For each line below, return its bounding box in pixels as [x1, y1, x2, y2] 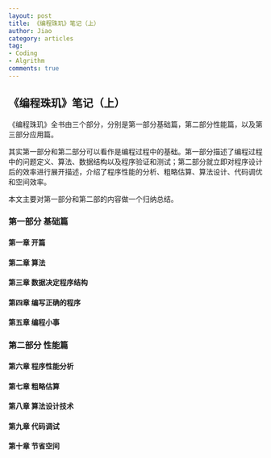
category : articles [8, 34, 74, 43]
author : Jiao [8, 27, 52, 35]
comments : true [8, 65, 60, 73]
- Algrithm [8, 57, 45, 65]
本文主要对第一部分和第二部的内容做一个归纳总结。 [8, 194, 178, 204]
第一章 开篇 [8, 237, 46, 247]
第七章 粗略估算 [8, 381, 60, 391]
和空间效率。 [8, 177, 51, 187]
